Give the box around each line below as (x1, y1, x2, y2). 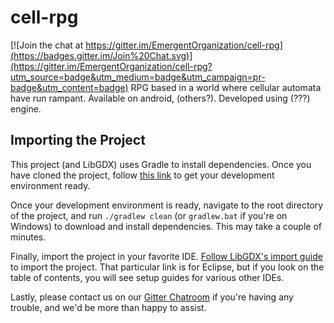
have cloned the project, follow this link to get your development (10, 169, 275, 181)
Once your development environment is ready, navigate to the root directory (10, 199, 324, 211)
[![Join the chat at (10, 39, 84, 51)
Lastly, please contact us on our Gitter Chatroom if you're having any (10, 291, 294, 303)
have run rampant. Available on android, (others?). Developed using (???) (10, 92, 311, 104)
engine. (10, 102, 42, 115)
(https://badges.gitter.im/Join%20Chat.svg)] (10, 49, 193, 61)
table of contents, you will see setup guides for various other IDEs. (10, 271, 285, 283)
